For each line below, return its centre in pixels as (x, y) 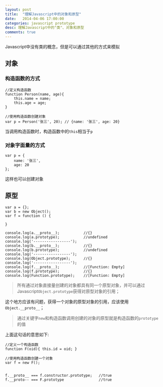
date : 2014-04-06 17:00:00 (35, 19)
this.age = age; (30, 103)
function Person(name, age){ (35, 94)
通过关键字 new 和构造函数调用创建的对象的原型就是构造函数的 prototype (88, 318)
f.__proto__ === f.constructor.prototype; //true (58, 375)
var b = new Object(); (28, 212)
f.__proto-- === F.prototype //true (58, 380)
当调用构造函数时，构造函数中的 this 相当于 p (49, 131)
